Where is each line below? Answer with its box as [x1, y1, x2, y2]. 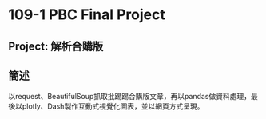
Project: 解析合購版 [8, 39, 104, 53]
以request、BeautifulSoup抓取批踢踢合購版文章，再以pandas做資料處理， [8, 92, 252, 101]
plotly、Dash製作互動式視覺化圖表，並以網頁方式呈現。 [22, 101, 204, 111]
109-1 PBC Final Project [8, 6, 165, 24]
